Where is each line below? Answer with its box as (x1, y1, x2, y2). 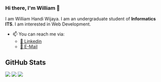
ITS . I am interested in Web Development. (5, 21, 91, 27)
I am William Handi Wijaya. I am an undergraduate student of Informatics (5, 16, 156, 22)
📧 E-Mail (20, 43, 38, 49)
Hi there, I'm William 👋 (5, 4, 60, 11)
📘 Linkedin (20, 38, 42, 44)
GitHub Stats (5, 58, 46, 66)
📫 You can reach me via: (12, 31, 65, 37)
